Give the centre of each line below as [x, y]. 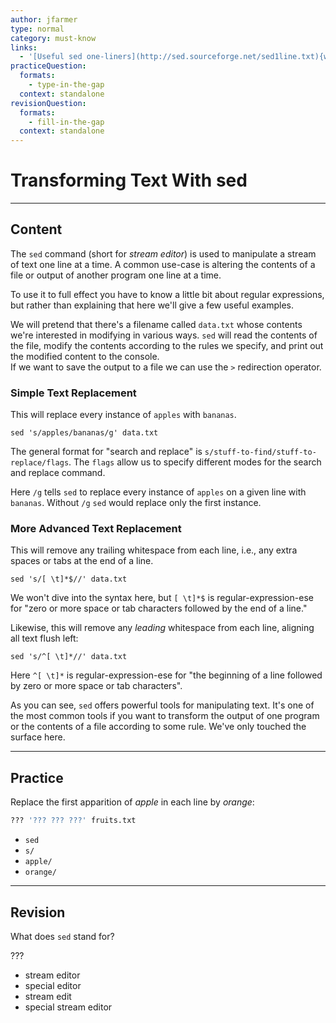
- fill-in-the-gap [66, 122]
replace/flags [40, 463]
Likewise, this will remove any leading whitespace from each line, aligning [162, 628]
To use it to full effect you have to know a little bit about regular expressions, [167, 294]
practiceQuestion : [48, 66]
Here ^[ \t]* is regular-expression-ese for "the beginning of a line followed [166, 675]
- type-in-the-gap [66, 85]
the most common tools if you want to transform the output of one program [165, 716]
